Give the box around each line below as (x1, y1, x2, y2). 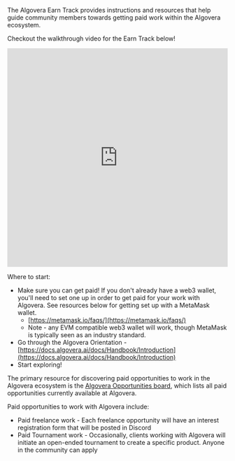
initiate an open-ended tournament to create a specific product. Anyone (17, 439, 225, 446)
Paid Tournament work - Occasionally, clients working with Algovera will (17, 431, 226, 439)
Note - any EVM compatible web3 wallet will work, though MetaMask (27, 323, 227, 332)
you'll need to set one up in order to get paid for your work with (17, 294, 201, 302)
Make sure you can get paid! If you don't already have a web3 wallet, (17, 286, 217, 295)
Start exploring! (17, 360, 62, 369)
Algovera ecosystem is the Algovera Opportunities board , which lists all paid (7, 381, 227, 390)
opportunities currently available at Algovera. (7, 389, 137, 397)
